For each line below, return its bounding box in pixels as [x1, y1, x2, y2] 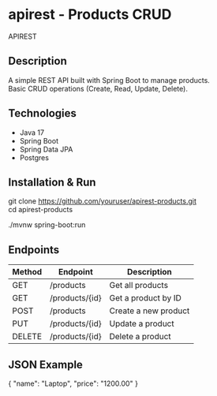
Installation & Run [8, 175, 96, 189]
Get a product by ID [109, 293, 181, 304]
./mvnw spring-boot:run [8, 220, 86, 230]
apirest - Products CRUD [8, 6, 172, 24]
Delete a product [109, 331, 171, 342]
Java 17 [19, 128, 45, 137]
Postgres [19, 152, 50, 163]
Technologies [8, 106, 77, 120]
